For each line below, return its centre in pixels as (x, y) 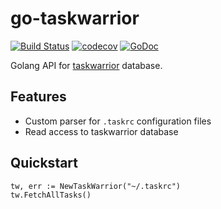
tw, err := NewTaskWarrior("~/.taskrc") (96, 186)
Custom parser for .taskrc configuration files (118, 121)
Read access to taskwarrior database (101, 131)
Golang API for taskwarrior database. (86, 65)
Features (38, 97)
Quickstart (44, 163)
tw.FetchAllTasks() (51, 195)
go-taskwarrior (75, 18)
